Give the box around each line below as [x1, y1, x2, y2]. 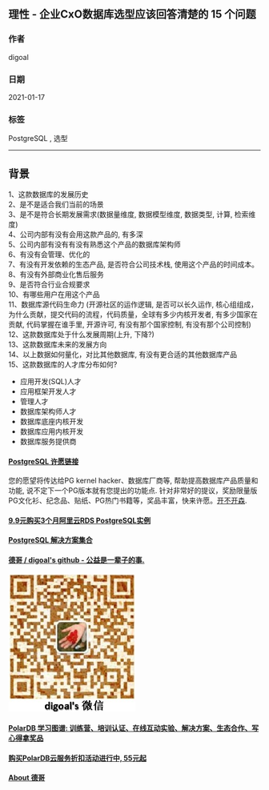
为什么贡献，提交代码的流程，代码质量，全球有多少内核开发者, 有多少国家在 [8, 310, 258, 319]
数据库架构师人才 [19, 407, 77, 416]
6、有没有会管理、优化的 [8, 250, 90, 259]
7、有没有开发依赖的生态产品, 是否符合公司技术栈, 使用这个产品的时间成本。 [8, 259, 259, 270]
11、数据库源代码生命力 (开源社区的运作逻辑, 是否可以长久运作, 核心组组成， [8, 299, 259, 310]
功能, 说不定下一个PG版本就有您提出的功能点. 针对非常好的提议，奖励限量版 [8, 486, 258, 495]
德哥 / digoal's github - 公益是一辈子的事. [8, 555, 145, 565]
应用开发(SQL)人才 [19, 377, 82, 387]
